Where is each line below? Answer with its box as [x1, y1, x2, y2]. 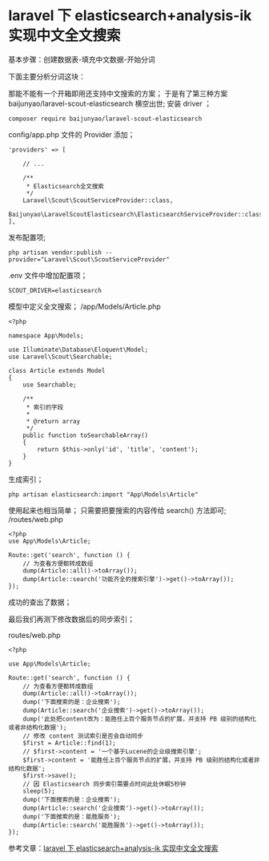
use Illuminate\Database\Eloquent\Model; [8, 346, 149, 354]
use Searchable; [22, 381, 78, 389]
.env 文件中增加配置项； [8, 270, 88, 280]
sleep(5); [22, 786, 56, 795]
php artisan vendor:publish [8, 249, 102, 257]
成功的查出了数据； [8, 597, 72, 607]
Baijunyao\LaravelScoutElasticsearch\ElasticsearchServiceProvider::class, [8, 210, 267, 218]
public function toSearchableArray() [22, 431, 149, 439]
